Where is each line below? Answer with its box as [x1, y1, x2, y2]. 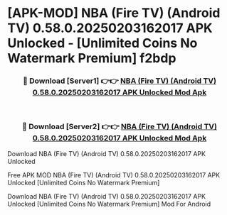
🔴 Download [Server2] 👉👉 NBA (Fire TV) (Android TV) [22, 122, 217, 132]
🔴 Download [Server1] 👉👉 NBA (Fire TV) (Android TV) [22, 76, 217, 86]
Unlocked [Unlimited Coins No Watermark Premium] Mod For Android [7, 199, 211, 208]
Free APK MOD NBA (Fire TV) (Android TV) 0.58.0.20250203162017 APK [7, 170, 221, 179]
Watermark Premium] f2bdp [7, 50, 176, 67]
